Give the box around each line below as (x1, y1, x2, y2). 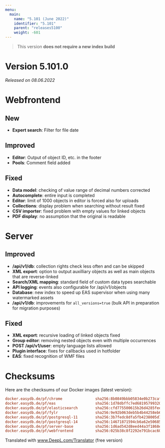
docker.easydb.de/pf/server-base (5, 424, 74, 429)
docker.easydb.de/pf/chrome (5, 396, 63, 402)
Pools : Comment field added (12, 160, 71, 166)
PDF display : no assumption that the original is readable (12, 213, 126, 219)
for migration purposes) (12, 305, 60, 311)
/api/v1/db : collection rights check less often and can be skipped (12, 263, 144, 269)
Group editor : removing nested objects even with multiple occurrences (12, 338, 156, 344)
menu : (5, 7, 16, 12)
